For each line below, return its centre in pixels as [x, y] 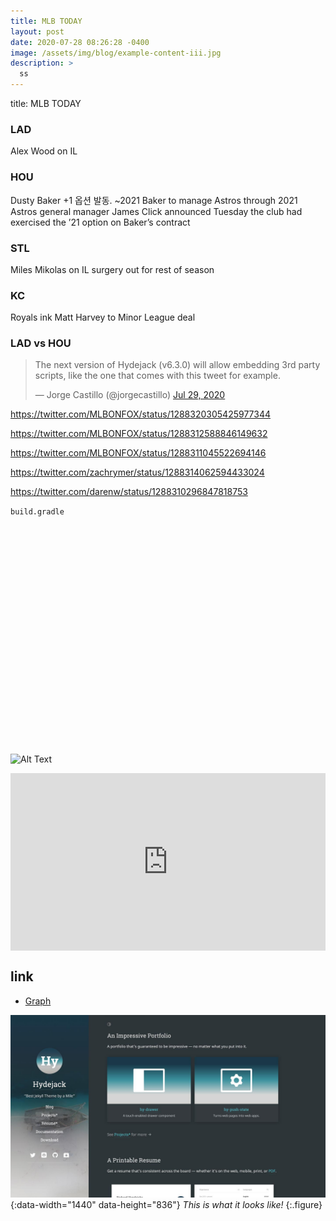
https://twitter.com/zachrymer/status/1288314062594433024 [137, 472]
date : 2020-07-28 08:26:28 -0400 [80, 42]
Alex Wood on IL [44, 151]
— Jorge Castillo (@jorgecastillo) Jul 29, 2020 [130, 395]
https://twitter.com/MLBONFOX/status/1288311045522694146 [138, 453]
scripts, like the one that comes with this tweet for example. [157, 376]
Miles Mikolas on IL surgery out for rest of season [112, 269]
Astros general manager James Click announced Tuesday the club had [156, 211]
